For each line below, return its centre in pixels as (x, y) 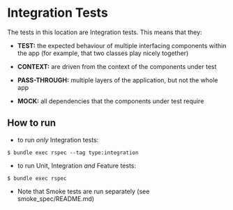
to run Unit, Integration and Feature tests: (77, 165)
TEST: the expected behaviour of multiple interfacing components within (122, 45)
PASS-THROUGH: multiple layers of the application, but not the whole (118, 80)
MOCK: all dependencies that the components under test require (111, 101)
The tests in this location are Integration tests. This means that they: (105, 32)
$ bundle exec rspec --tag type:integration (73, 152)
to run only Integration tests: (58, 140)
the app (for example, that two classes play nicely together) (103, 53)
